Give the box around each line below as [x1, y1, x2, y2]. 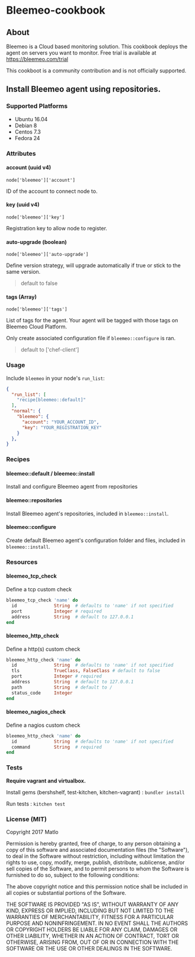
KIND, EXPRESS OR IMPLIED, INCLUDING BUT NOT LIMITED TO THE [6, 907, 174, 914]
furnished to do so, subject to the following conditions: [6, 871, 139, 879]
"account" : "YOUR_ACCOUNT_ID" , [21, 419, 100, 425]
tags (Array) [6, 293, 37, 300]
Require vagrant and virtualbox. [6, 777, 86, 784]
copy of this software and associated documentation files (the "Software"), [6, 846, 190, 853]
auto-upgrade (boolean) [6, 238, 67, 245]
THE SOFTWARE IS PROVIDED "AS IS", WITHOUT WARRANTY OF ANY [6, 901, 179, 908]
